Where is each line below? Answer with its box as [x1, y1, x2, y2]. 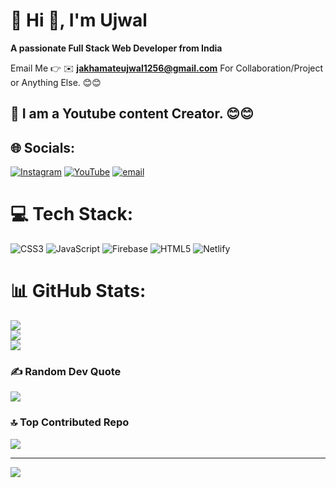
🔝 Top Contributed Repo [10, 415, 130, 429]
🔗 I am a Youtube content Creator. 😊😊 [10, 105, 254, 123]
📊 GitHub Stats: [10, 280, 147, 303]
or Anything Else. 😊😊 [10, 76, 102, 88]
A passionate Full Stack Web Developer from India [10, 42, 223, 54]
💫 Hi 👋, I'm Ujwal [10, 9, 148, 32]
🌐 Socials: [10, 139, 76, 156]
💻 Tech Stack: [10, 203, 134, 226]
